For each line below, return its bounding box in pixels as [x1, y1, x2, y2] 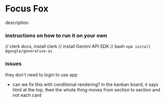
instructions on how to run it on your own [5, 32, 108, 39]
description [5, 19, 29, 25]
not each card [12, 92, 42, 98]
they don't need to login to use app [5, 71, 78, 77]
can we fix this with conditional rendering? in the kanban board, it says [12, 81, 158, 87]
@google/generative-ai [5, 48, 53, 54]
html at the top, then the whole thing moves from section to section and [12, 86, 160, 92]
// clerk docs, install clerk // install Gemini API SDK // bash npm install [5, 43, 151, 49]
